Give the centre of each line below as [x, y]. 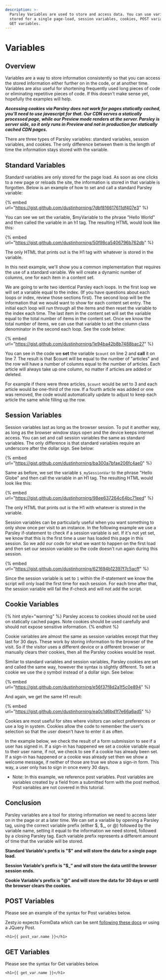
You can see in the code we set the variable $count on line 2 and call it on [80, 353]
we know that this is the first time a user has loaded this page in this [74, 538]
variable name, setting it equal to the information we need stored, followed [81, 830]
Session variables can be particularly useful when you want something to [80, 522]
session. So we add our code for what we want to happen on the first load [80, 543]
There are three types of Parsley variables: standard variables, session [77, 139]
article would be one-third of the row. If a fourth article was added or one [80, 389]
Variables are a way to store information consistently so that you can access [83, 78]
